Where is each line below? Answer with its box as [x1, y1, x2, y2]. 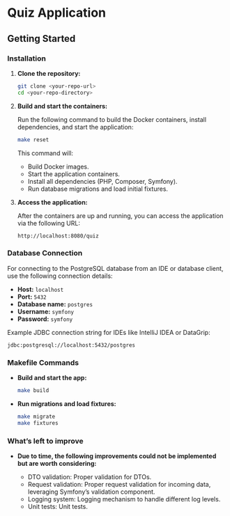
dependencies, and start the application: [17, 123, 134, 131]
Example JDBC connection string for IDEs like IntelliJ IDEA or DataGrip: [7, 328, 210, 336]
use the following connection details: [7, 272, 113, 280]
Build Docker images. [27, 162, 89, 171]
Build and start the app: [17, 374, 87, 382]
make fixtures [17, 419, 59, 426]
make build [17, 387, 49, 394]
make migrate [17, 413, 56, 420]
